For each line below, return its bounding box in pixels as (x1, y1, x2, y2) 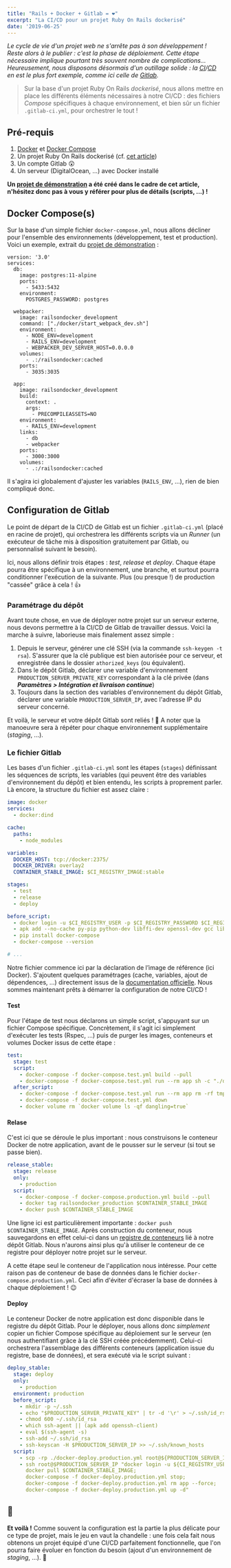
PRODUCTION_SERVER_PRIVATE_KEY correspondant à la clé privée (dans (16, 673, 210, 682)
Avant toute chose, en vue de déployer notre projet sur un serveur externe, (7, 616, 219, 624)
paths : (13, 831, 32, 837)
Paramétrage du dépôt (7, 600, 84, 610)
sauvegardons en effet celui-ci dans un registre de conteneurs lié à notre (7, 1233, 214, 1242)
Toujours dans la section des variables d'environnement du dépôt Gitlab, (16, 688, 223, 697)
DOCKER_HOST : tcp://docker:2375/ (13, 856, 109, 863)
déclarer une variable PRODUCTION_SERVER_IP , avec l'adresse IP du (16, 695, 201, 704)
